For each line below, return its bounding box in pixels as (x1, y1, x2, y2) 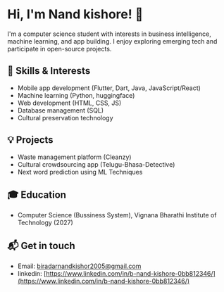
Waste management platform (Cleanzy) (17, 153, 132, 161)
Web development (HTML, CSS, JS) (17, 99, 122, 107)
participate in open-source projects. (7, 44, 112, 53)
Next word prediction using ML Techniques (17, 167, 143, 176)
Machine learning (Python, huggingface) (17, 91, 135, 99)
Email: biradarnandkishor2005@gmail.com (17, 262, 142, 270)
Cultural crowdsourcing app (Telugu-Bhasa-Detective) (17, 160, 175, 168)
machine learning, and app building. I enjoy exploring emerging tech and (7, 37, 218, 45)
